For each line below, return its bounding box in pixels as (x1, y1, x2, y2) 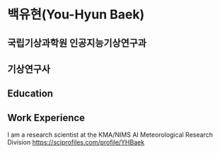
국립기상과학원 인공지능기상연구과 (7, 37, 147, 49)
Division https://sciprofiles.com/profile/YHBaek (7, 138, 145, 147)
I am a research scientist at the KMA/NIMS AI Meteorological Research (7, 130, 214, 139)
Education (7, 88, 54, 100)
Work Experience (7, 111, 86, 124)
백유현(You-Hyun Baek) (7, 6, 145, 23)
